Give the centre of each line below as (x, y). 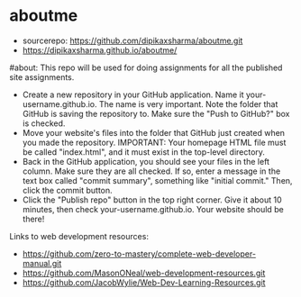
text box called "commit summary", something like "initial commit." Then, (157, 180)
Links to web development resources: (79, 236)
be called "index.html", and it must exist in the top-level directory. (144, 152)
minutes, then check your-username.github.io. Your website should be (153, 209)
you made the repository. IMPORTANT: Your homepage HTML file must (154, 142)
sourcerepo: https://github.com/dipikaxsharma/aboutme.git (132, 40)
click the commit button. (67, 190)
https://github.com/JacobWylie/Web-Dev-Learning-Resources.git (144, 282)
